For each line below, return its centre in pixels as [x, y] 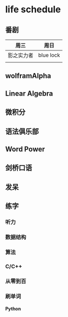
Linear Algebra [29, 93]
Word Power [25, 149]
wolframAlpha [28, 76]
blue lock [49, 55]
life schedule [33, 10]
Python [13, 309]
